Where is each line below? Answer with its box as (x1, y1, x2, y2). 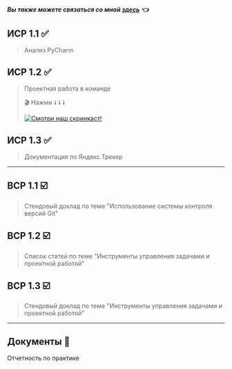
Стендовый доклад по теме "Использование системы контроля (23, 202, 213, 210)
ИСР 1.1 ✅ (7, 28, 50, 39)
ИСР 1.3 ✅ (7, 134, 52, 146)
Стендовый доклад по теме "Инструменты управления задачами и (23, 302, 223, 310)
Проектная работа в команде (23, 84, 111, 93)
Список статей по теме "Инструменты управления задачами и (23, 252, 211, 260)
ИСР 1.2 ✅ (7, 66, 52, 78)
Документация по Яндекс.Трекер (23, 153, 123, 161)
